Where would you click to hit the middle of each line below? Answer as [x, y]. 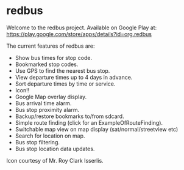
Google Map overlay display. [51, 97]
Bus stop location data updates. [55, 149]
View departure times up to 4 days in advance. [74, 77]
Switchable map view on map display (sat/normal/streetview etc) [97, 129]
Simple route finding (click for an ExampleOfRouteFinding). [89, 122]
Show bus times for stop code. [54, 57]
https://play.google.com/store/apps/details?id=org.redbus [79, 34]
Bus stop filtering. [37, 142]
